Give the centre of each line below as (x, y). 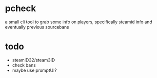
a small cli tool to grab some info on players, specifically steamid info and (79, 22)
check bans (24, 65)
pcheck (20, 8)
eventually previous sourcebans (37, 27)
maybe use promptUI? (34, 70)
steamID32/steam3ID (33, 60)
